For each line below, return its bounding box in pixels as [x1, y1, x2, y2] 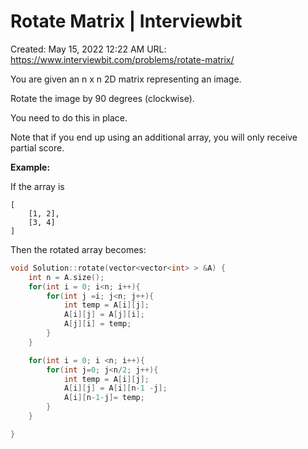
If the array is [10, 180, 65, 192]
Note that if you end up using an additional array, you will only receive [10, 131, 298, 143]
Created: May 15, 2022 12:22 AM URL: [10, 43, 167, 55]
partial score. [10, 141, 65, 154]
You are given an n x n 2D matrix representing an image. [10, 73, 242, 85]
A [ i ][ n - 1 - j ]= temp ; [63, 393, 145, 403]
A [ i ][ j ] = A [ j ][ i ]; [63, 310, 145, 320]
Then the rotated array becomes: [10, 243, 147, 255]
